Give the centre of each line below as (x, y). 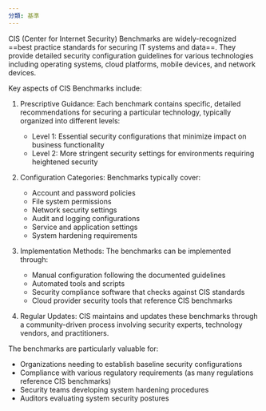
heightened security (65, 162)
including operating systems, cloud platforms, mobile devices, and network (132, 64)
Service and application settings (85, 227)
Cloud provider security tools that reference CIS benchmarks (132, 300)
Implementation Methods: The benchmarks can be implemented (125, 251)
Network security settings (74, 210)
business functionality (68, 144)
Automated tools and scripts (78, 283)
